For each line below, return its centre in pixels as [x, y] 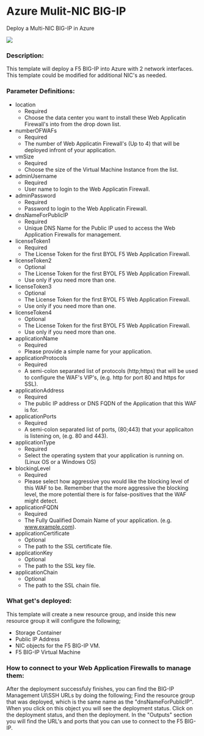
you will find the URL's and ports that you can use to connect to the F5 [95, 721]
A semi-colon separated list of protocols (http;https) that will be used [111, 370]
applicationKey [34, 553]
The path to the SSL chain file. [62, 585]
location [25, 105]
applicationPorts [36, 416]
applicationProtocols [41, 358]
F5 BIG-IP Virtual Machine [48, 652]
